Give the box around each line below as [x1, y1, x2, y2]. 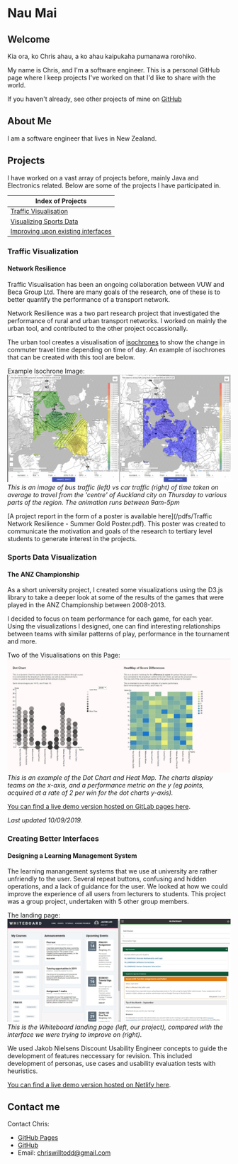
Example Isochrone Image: [7, 366, 85, 375]
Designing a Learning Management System [7, 851, 137, 860]
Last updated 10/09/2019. [7, 816, 83, 825]
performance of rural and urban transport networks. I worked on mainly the [7, 316, 227, 325]
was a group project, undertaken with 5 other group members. [7, 897, 189, 906]
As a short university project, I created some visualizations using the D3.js [7, 586, 223, 594]
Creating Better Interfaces [7, 834, 99, 844]
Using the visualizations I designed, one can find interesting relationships [7, 622, 221, 631]
